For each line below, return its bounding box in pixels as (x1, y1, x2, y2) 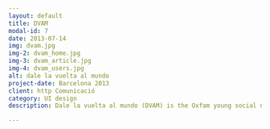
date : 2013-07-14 (8, 34, 67, 43)
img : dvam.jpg (8, 42, 56, 50)
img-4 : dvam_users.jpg (8, 64, 84, 73)
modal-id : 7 (8, 27, 48, 35)
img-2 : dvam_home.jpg (8, 49, 81, 57)
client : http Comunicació (8, 86, 95, 95)
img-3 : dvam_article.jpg (8, 57, 92, 65)
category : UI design (8, 94, 78, 102)
